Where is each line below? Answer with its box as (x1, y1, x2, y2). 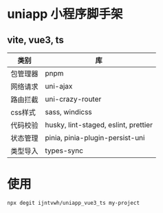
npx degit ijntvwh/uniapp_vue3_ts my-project (7, 199, 140, 206)
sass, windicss (45, 107, 93, 117)
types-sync (45, 146, 84, 155)
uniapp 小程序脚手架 (7, 6, 123, 22)
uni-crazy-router (45, 94, 102, 104)
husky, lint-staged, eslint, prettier (45, 120, 153, 129)
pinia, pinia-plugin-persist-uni (45, 133, 145, 142)
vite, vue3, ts (7, 34, 64, 45)
